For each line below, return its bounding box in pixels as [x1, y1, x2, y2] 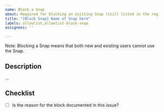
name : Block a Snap [5, 7, 45, 12]
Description [5, 62, 41, 71]
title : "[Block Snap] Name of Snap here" [5, 16, 91, 21]
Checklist [5, 89, 35, 97]
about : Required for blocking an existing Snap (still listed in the [5, 12, 150, 17]
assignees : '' [5, 25, 34, 30]
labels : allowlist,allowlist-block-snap [5, 20, 89, 26]
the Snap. [5, 48, 24, 54]
